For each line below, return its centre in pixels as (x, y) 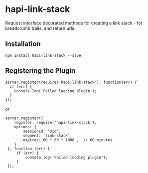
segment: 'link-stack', (48, 136)
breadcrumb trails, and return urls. (40, 28)
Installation (23, 44)
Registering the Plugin (40, 71)
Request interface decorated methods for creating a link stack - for (74, 23)
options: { (25, 127)
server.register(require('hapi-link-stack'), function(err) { (71, 82)
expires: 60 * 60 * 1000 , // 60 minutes (68, 140)
